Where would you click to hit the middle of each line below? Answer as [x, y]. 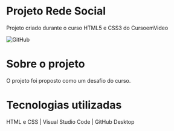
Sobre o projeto [46, 64]
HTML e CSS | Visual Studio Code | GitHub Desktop [70, 121]
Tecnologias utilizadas [64, 105]
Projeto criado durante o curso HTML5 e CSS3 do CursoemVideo [87, 28]
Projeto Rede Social [56, 11]
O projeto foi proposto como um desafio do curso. [69, 80]
